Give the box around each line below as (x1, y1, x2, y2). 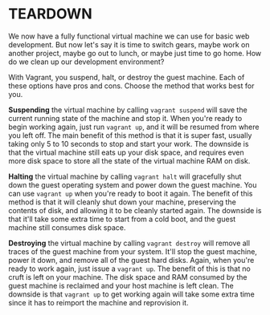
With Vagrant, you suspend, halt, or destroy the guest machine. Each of (8, 72, 245, 82)
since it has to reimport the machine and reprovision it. (8, 297, 189, 307)
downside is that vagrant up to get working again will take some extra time (8, 289, 255, 299)
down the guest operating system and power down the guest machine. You (8, 180, 257, 189)
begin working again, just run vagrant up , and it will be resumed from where (8, 122, 260, 131)
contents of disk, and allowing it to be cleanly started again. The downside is (8, 205, 262, 215)
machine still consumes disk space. (8, 222, 126, 232)
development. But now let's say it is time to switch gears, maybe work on (8, 39, 251, 49)
